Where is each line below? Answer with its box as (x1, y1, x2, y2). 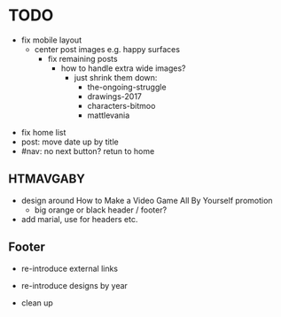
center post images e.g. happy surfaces (34, 43, 181, 54)
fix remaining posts (47, 53, 118, 64)
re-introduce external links (20, 263, 119, 274)
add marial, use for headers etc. (20, 213, 138, 224)
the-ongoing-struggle (87, 81, 167, 92)
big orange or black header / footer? (34, 205, 168, 215)
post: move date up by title (20, 136, 119, 147)
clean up (20, 298, 54, 308)
